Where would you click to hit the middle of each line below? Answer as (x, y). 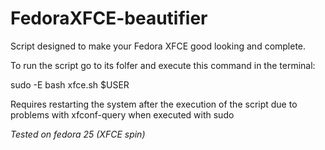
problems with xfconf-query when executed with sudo (122, 114)
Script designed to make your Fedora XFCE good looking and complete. (158, 46)
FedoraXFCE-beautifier (109, 18)
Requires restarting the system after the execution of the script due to (154, 104)
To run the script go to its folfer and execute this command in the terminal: (163, 65)
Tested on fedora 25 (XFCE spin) (78, 134)
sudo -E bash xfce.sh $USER (70, 84)
